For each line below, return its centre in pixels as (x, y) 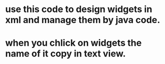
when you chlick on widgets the (74, 43)
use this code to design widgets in (79, 9)
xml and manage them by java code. (83, 20)
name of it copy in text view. (65, 54)
